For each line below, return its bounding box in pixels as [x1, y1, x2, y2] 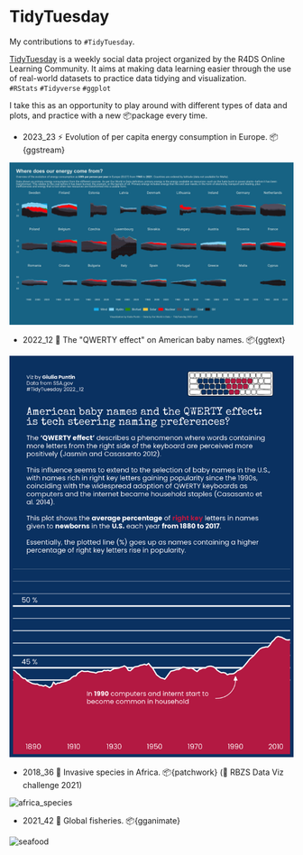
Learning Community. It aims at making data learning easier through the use [9, 63, 291, 74]
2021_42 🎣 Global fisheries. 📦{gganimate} [22, 814, 180, 826]
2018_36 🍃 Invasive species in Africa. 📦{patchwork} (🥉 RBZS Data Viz [22, 767, 284, 777]
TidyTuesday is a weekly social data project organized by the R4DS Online [9, 53, 286, 64]
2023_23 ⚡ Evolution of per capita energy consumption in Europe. [22, 131, 268, 142]
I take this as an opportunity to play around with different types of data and [9, 99, 288, 110]
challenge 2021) [22, 779, 83, 790]
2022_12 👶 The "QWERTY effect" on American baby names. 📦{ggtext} [22, 335, 286, 345]
